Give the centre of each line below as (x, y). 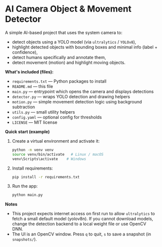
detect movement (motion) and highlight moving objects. (69, 62)
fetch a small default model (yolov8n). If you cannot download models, (83, 219)
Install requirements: (32, 168)
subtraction (24, 107)
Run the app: (25, 186)
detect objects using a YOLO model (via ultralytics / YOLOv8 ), (74, 42)
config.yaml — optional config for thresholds (57, 117)
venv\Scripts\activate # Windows (49, 159)
